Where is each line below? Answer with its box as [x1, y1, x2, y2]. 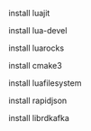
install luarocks [8, 42, 65, 53]
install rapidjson [8, 95, 68, 106]
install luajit [8, 8, 50, 18]
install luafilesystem [8, 78, 82, 89]
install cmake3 [8, 61, 62, 70]
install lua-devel [8, 25, 68, 35]
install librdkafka [8, 113, 69, 123]
